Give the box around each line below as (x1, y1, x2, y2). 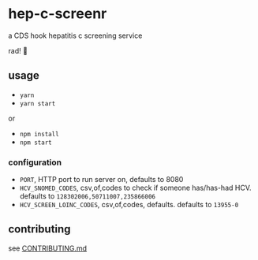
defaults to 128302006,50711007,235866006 (19, 191, 156, 201)
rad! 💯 (8, 46, 28, 55)
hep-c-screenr (8, 5, 107, 23)
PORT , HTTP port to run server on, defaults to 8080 (19, 175, 184, 184)
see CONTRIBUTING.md (8, 243, 88, 253)
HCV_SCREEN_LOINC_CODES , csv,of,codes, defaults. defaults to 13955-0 (19, 200, 239, 210)
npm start (19, 139, 53, 147)
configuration (8, 157, 62, 168)
